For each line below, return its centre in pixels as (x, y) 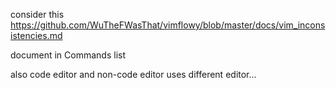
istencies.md (36, 35)
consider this (37, 14)
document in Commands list (68, 55)
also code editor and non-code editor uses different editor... (133, 74)
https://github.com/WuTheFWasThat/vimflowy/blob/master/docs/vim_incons (168, 25)
